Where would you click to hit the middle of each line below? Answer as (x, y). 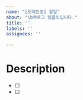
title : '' (18, 23)
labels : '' (20, 28)
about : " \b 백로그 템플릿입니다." (42, 17)
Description (36, 69)
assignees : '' (24, 34)
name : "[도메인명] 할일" (33, 12)
